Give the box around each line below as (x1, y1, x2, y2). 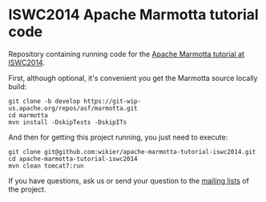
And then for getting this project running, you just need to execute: (8, 132, 228, 142)
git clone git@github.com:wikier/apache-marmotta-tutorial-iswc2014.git (8, 147, 256, 156)
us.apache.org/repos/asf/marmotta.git (8, 104, 138, 112)
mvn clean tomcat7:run (8, 162, 84, 170)
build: (8, 82, 27, 91)
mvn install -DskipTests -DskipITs (8, 118, 127, 126)
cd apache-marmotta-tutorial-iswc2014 (8, 155, 138, 163)
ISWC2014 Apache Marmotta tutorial (8, 6, 259, 24)
